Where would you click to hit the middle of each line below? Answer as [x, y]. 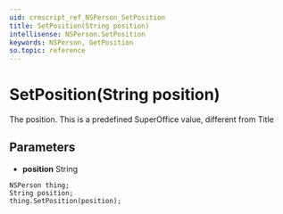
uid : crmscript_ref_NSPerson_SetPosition [87, 17]
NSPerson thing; [39, 185]
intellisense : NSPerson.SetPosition [77, 34]
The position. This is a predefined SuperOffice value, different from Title [141, 119]
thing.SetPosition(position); [66, 201]
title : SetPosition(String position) [79, 26]
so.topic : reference [48, 51]
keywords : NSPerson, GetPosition [71, 42]
